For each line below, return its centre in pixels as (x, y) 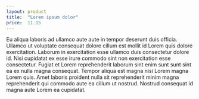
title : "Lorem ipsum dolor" (42, 17)
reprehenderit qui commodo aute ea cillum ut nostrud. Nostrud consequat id (100, 84)
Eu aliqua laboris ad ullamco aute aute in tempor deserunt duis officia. (92, 40)
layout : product (26, 12)
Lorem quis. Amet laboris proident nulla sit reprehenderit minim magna (93, 77)
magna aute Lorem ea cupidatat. (46, 90)
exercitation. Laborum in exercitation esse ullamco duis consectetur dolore (98, 52)
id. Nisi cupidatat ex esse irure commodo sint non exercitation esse (88, 58)
